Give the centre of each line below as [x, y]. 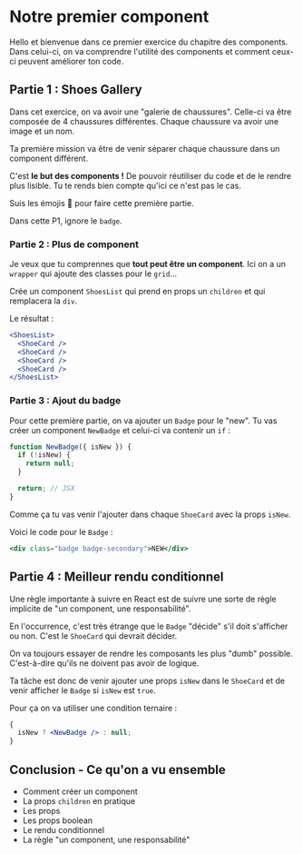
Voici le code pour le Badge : [61, 531]
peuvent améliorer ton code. [71, 61]
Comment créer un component [80, 791]
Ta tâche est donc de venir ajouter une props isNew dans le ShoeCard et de [147, 680]
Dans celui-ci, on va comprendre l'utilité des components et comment [140, 51]
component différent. [49, 158]
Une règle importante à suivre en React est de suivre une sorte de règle [143, 599]
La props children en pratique [79, 800]
